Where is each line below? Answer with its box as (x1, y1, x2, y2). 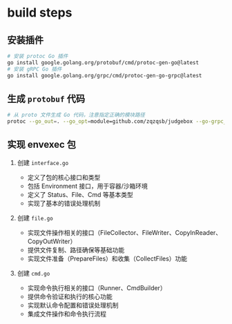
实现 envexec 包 (7, 139, 77, 151)
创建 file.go (17, 213, 53, 222)
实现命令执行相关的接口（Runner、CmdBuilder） (27, 283, 167, 292)
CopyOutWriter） (27, 237, 77, 245)
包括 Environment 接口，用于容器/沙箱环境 (27, 182, 148, 190)
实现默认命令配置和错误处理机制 (27, 301, 119, 309)
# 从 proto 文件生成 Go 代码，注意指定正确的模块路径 (7, 112, 145, 119)
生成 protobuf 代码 (7, 93, 85, 104)
